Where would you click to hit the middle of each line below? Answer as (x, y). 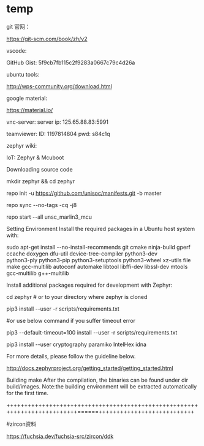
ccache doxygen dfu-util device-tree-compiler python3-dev (82, 254)
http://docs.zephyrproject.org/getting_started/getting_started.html (90, 368)
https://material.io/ (30, 110)
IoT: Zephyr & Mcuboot (35, 157)
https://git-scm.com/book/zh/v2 (47, 39)
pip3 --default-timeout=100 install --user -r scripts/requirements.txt (92, 332)
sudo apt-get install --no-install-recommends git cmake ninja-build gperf (99, 247)
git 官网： (18, 26)
